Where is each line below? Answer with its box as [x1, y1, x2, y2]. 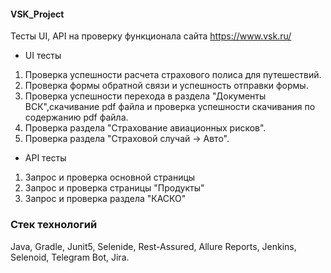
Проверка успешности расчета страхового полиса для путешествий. [24, 69, 322, 81]
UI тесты [24, 50, 62, 62]
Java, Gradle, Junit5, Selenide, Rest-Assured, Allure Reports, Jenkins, [10, 240, 297, 252]
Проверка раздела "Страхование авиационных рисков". [24, 122, 267, 134]
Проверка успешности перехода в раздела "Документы [24, 90, 267, 102]
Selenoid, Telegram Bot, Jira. [10, 251, 130, 263]
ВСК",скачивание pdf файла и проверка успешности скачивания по [24, 101, 316, 113]
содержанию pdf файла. [24, 111, 129, 124]
